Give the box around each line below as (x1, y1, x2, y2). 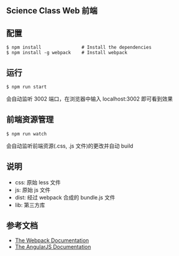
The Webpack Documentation (14, 237, 89, 244)
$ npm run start (6, 84, 47, 90)
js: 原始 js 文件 (14, 186, 51, 193)
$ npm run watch (6, 131, 47, 137)
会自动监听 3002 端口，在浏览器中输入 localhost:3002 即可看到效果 (6, 95, 173, 102)
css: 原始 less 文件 (14, 178, 61, 186)
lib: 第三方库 (14, 201, 46, 208)
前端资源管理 (6, 114, 54, 125)
